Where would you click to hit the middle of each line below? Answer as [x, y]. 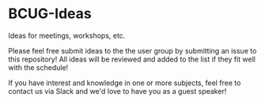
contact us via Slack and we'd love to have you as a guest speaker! [117, 91]
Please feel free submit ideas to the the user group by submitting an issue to [132, 50]
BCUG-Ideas [50, 14]
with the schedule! [38, 67]
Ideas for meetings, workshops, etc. [67, 35]
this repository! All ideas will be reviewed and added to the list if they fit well [132, 59]
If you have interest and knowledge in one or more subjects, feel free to [125, 83]
